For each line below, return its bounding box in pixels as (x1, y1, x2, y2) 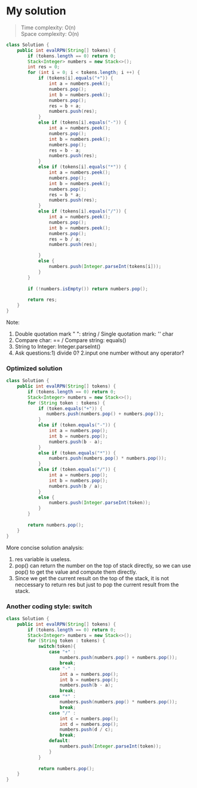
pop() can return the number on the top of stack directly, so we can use (14, 562, 191, 569)
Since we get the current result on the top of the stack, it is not (14, 574, 169, 581)
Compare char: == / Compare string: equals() (14, 336, 127, 344)
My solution (6, 4, 67, 18)
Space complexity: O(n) (20, 30, 79, 37)
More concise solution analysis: (6, 544, 84, 551)
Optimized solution (6, 364, 63, 373)
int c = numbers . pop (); (59, 715, 119, 722)
